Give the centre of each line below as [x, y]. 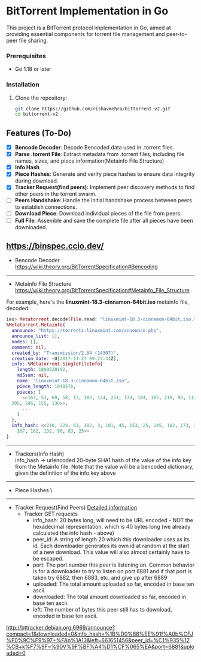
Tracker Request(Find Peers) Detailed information [76, 507]
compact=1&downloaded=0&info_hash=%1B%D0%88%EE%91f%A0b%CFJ [100, 634]
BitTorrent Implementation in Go [87, 11]
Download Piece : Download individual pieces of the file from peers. [98, 214]
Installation [23, 85]
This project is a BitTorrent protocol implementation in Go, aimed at [89, 28]
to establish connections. [46, 207]
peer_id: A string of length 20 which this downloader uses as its [111, 539]
